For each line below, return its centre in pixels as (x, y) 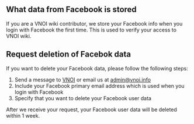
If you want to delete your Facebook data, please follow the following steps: (97, 68)
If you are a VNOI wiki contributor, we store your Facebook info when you (94, 23)
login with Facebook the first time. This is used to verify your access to (91, 30)
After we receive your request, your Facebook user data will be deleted (91, 109)
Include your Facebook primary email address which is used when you (100, 86)
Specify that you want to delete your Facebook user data (83, 98)
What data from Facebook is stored (72, 10)
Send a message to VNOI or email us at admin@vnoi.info (82, 79)
